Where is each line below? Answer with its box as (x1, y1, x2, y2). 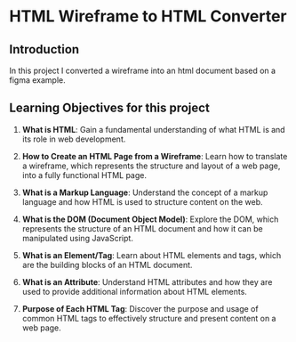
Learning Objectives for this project (9, 101, 211, 116)
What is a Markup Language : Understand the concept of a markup (21, 187, 268, 198)
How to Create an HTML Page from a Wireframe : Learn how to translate (21, 151, 288, 161)
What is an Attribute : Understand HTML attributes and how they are (21, 276, 273, 287)
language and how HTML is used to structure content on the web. (21, 196, 264, 207)
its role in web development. (21, 134, 126, 144)
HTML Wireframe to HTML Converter (9, 6, 287, 27)
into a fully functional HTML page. (21, 169, 147, 180)
